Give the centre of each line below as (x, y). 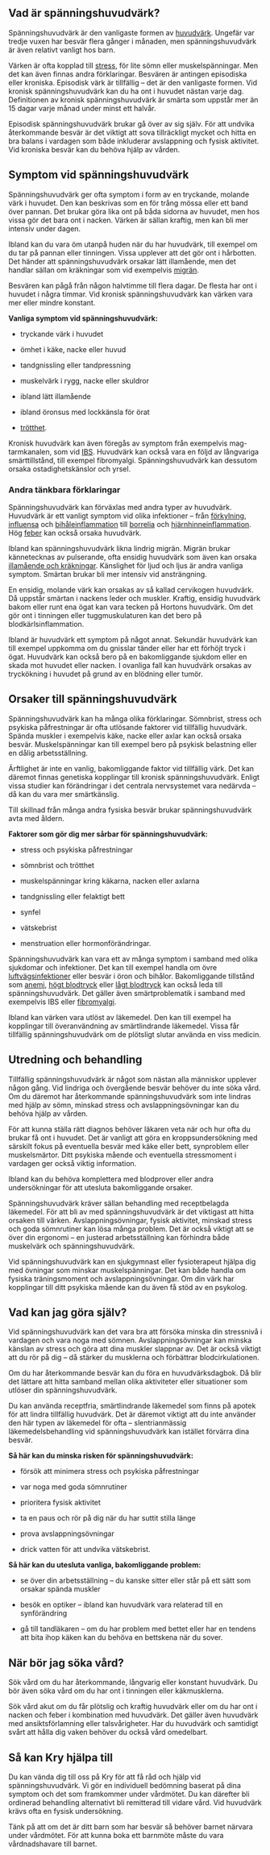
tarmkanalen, (30, 451)
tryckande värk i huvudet (62, 334)
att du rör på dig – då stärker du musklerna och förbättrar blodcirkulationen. (134, 1358)
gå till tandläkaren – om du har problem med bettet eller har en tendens (138, 1629)
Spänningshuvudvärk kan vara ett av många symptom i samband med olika (133, 959)
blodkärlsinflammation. (46, 624)
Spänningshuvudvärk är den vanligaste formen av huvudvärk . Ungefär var (132, 32)
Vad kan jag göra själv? (68, 1312)
